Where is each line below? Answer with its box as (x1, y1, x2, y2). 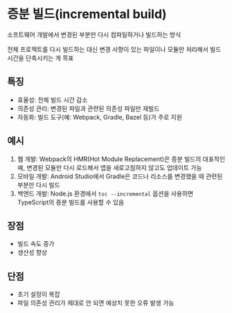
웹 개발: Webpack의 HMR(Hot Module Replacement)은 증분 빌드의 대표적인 (17, 155, 226, 163)
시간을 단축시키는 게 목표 (7, 53, 74, 62)
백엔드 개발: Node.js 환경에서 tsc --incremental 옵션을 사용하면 (17, 189, 194, 198)
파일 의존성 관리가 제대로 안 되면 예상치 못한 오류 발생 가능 (17, 298, 175, 307)
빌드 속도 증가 (17, 240, 55, 248)
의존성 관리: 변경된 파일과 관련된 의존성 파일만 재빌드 (17, 104, 160, 113)
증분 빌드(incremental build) (7, 6, 168, 22)
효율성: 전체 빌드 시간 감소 (17, 95, 88, 104)
